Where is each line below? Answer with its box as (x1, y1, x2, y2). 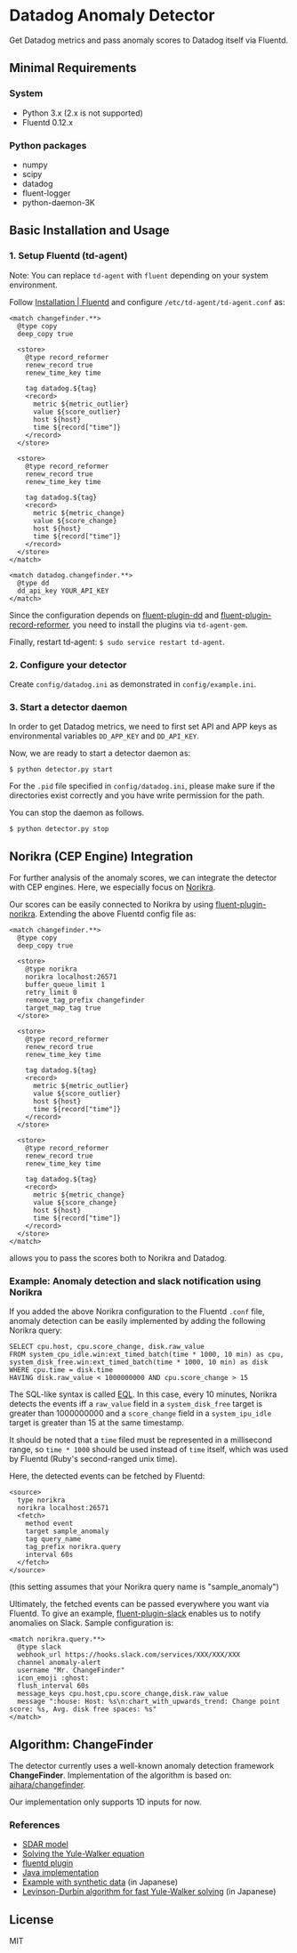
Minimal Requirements (9, 61, 137, 76)
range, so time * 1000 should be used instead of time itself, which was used (9, 1444, 289, 1455)
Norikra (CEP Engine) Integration (9, 849, 194, 864)
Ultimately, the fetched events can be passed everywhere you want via (9, 1599, 269, 1610)
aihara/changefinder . (9, 1779, 86, 1790)
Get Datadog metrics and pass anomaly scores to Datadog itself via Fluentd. (9, 35, 289, 45)
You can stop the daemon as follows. (9, 807, 145, 819)
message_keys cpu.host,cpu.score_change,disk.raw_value (17, 1690, 229, 1699)
